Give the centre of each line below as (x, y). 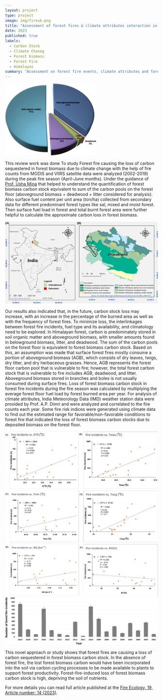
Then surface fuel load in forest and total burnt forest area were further (76, 210)
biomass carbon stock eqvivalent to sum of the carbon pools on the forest (79, 189)
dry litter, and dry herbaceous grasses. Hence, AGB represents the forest (78, 363)
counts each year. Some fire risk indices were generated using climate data (80, 409)
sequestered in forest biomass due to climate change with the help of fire (78, 169)
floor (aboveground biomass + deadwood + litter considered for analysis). (79, 195)
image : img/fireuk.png (28, 20)
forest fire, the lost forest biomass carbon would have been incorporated (78, 663)
